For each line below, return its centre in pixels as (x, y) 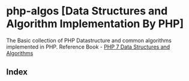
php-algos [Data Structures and (87, 11)
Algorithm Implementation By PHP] (95, 24)
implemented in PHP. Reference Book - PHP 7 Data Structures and (88, 47)
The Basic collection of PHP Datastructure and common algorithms (89, 40)
